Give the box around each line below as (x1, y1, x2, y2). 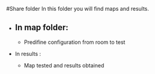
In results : (14, 50, 41, 57)
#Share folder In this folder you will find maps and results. (6, 5, 149, 12)
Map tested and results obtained (23, 61, 105, 69)
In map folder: (14, 22, 69, 32)
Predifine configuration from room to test (23, 39, 126, 46)
